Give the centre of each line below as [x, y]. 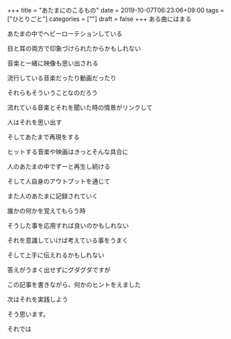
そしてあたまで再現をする [43, 137]
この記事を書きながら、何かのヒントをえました [74, 284]
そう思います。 [28, 314]
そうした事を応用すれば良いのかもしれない [68, 225]
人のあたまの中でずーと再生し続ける [59, 166]
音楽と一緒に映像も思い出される [53, 63]
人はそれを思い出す [35, 122]
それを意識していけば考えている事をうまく [68, 240]
